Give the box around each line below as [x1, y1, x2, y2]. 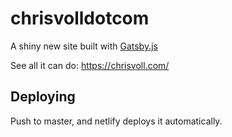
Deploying [10, 88, 76, 106]
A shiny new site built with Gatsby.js [10, 40, 158, 52]
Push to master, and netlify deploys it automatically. [10, 115, 223, 127]
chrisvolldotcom [10, 7, 150, 30]
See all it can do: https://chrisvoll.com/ [10, 59, 170, 71]
